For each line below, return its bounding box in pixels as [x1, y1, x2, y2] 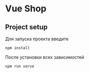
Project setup [5, 23, 48, 31]
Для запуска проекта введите [5, 36, 69, 42]
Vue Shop [5, 3, 47, 14]
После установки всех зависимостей [5, 54, 85, 60]
